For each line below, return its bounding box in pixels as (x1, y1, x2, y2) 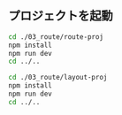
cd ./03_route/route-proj (8, 32, 103, 42)
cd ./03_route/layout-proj (8, 73, 108, 82)
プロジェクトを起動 (8, 8, 113, 24)
